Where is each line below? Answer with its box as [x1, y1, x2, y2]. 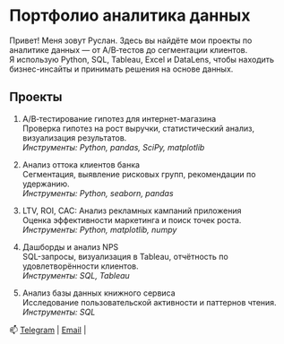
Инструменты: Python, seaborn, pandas [22, 187, 174, 198]
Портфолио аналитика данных [9, 5, 251, 26]
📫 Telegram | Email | [9, 324, 87, 335]
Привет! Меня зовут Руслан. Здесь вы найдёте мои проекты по [9, 35, 253, 46]
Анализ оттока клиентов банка [22, 159, 141, 170]
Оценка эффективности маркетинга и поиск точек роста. [22, 214, 242, 225]
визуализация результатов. [22, 132, 127, 143]
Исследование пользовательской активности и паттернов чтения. [22, 297, 277, 307]
